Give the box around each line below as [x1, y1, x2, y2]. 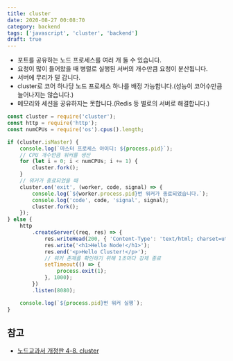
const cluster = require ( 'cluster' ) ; [7, 113, 116, 120]
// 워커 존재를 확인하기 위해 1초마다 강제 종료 [44, 255, 162, 262]
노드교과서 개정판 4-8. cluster [17, 346, 99, 355]
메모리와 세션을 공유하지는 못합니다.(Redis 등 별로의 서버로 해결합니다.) [17, 99, 210, 108]
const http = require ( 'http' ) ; [7, 119, 98, 126]
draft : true [7, 36, 42, 43]
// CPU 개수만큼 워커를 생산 [19, 151, 91, 158]
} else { [7, 216, 33, 223]
